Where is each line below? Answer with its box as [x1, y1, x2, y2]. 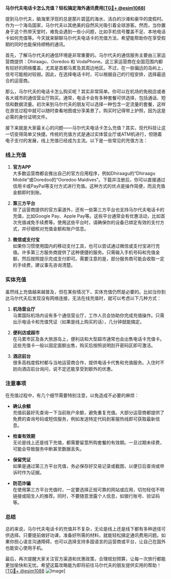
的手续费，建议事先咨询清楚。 [12, 262, 75, 268]
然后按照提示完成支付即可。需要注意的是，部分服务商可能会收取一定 [21, 256, 164, 262]
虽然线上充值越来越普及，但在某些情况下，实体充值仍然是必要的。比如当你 [5, 288, 161, 295]
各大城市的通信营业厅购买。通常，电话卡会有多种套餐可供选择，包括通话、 [5, 95, 161, 101]
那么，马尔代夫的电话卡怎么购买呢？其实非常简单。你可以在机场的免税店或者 [5, 89, 166, 94]
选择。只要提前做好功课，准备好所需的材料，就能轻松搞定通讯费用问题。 [9, 532, 161, 538]
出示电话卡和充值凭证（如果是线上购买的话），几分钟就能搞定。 [12, 319, 145, 325]
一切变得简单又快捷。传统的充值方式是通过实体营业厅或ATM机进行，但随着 [5, 131, 162, 137]
